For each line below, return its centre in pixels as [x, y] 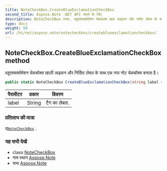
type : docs [16, 24]
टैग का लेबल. [58, 102]
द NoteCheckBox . [21, 128]
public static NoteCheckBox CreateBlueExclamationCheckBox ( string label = [84, 82]
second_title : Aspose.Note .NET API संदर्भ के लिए [53, 14]
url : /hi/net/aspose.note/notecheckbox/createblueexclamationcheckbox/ [81, 33]
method [17, 61]
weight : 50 [16, 28]
